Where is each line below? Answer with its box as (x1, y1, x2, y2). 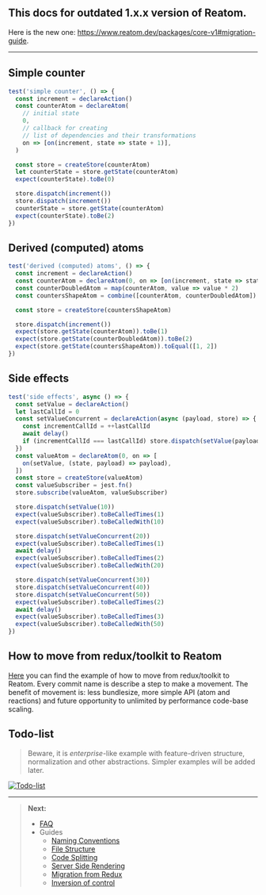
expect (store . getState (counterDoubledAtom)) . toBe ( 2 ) (15, 335, 193, 344)
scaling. (8, 704, 34, 713)
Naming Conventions (51, 835, 120, 845)
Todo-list (8, 728, 55, 741)
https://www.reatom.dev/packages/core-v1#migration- (77, 27, 256, 36)
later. (27, 765, 45, 774)
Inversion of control (51, 878, 116, 887)
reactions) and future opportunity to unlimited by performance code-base (8, 696, 249, 705)
